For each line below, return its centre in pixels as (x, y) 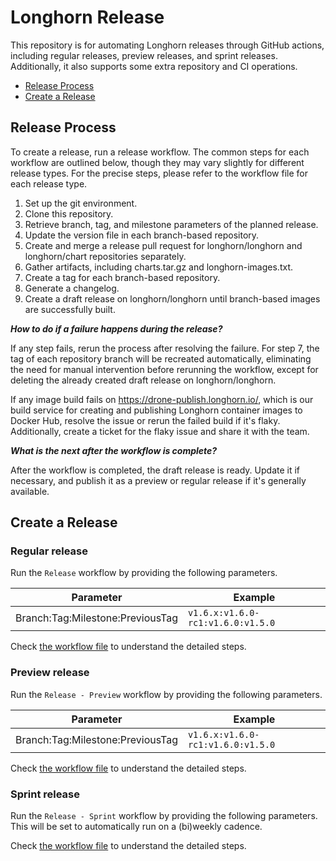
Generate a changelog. (72, 288)
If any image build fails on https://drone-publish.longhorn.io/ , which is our (162, 399)
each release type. (49, 183)
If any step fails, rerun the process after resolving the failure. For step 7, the (165, 348)
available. (30, 491)
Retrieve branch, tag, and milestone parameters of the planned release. (171, 224)
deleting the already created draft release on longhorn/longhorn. (143, 380)
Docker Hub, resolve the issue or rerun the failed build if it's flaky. (145, 420)
